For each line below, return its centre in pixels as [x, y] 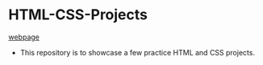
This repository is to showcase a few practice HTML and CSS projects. [138, 52]
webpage [24, 37]
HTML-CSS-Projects [78, 15]
